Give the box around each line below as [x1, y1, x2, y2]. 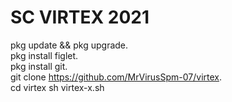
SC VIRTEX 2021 [10, 6, 150, 29]
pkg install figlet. [10, 49, 79, 61]
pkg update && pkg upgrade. [10, 39, 129, 51]
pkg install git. [10, 60, 68, 72]
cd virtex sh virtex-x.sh [10, 81, 105, 93]
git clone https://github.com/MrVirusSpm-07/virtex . [10, 71, 223, 83]
